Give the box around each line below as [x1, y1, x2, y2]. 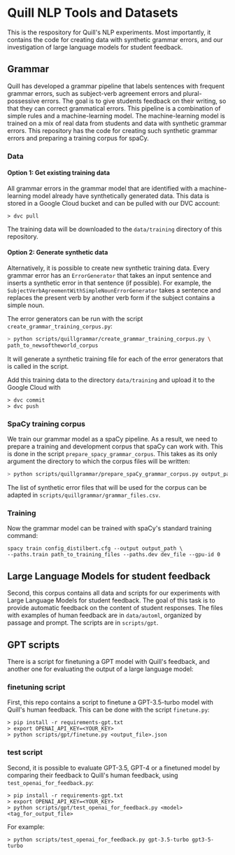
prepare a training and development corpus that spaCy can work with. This [7, 442, 224, 451]
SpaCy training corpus [7, 418, 86, 428]
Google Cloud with [7, 383, 61, 391]
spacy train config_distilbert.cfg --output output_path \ [7, 545, 183, 552]
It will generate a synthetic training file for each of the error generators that [7, 355, 224, 363]
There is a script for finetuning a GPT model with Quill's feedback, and [7, 657, 210, 665]
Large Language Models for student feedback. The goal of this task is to [7, 596, 215, 605]
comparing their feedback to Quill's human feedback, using [7, 771, 178, 779]
